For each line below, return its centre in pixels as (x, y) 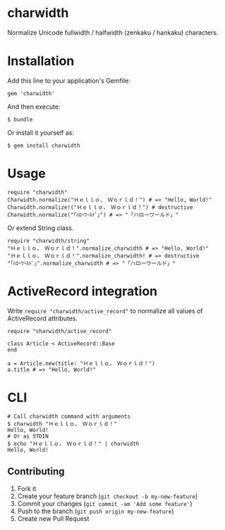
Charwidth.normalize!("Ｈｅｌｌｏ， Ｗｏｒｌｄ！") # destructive (100, 207)
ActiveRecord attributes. (42, 318)
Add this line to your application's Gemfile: (69, 80)
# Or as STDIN (28, 436)
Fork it (27, 488)
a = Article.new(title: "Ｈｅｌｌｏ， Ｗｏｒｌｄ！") (81, 363)
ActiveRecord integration (83, 291)
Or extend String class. (41, 228)
